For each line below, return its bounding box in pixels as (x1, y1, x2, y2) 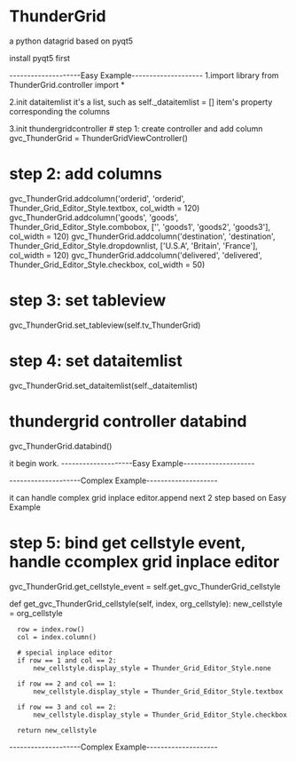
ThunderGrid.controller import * (9, 79, 126, 90)
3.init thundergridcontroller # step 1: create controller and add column (9, 123, 263, 134)
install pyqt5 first (9, 52, 71, 63)
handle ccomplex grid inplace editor (9, 551, 280, 572)
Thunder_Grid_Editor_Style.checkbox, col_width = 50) (9, 259, 206, 270)
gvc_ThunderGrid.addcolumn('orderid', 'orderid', (9, 193, 186, 203)
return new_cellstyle (17, 725, 97, 734)
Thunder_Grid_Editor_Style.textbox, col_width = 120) (9, 202, 200, 213)
